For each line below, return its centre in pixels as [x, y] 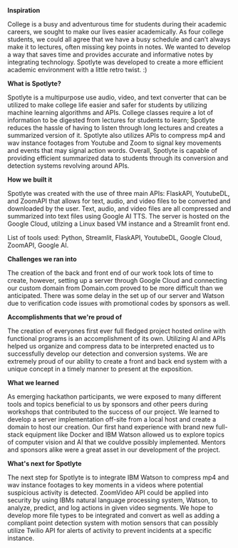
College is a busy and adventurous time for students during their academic [117, 24]
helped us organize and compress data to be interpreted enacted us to [111, 346]
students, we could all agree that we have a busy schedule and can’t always [119, 39]
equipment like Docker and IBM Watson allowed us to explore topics [124, 434]
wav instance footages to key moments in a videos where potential [105, 485]
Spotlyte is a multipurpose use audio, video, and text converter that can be [117, 97]
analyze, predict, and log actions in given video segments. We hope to [110, 508]
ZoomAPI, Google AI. [38, 245]
